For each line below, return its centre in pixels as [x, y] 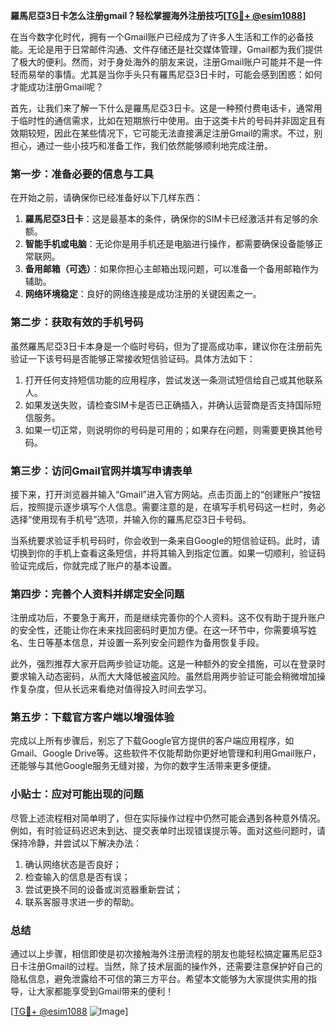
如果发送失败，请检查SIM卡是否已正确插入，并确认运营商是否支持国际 [168, 405]
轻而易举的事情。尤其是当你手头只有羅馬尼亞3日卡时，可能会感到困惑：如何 [166, 74]
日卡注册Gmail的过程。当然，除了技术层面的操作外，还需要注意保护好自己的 [166, 966]
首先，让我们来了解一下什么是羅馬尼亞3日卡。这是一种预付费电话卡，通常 [162, 108]
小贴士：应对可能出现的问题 [77, 794]
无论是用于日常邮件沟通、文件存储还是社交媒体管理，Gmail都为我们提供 [175, 49]
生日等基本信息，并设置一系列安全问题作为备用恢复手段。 [146, 643]
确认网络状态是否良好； [73, 864]
